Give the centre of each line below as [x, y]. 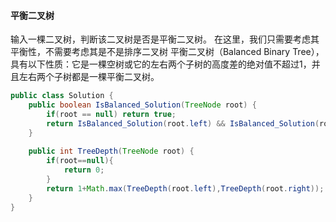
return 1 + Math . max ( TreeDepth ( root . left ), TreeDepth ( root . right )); [185, 188]
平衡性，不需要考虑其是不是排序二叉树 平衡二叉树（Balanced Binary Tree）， [167, 52]
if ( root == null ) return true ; [111, 114]
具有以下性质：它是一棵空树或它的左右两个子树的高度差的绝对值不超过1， [161, 64]
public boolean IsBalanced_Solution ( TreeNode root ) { [142, 105]
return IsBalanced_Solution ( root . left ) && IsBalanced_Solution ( [183, 123]
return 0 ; [84, 170]
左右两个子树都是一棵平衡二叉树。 [89, 77]
